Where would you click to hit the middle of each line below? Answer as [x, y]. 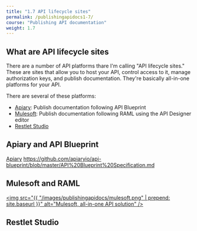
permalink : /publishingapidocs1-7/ [50, 17]
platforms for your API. [34, 85]
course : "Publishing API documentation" [57, 22]
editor [22, 120]
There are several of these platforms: [51, 96]
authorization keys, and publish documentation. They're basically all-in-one [98, 78]
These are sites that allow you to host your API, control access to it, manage [98, 72]
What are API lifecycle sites [58, 51]
